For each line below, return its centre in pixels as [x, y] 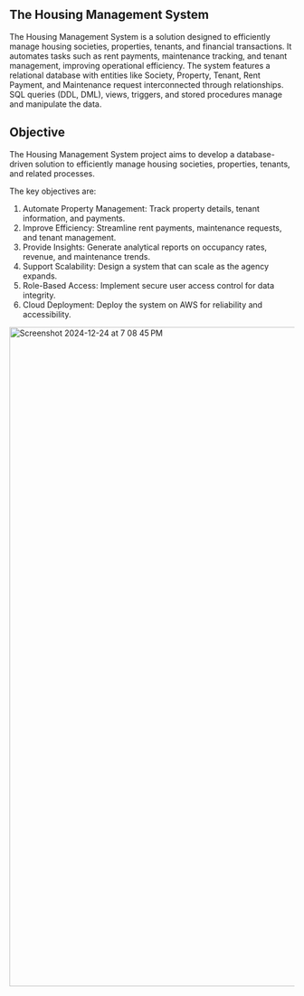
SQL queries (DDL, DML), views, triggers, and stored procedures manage [146, 94]
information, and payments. [74, 218]
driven [21, 164]
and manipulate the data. [56, 104]
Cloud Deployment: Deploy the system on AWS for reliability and [142, 304]
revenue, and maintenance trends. [86, 256]
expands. [40, 276]
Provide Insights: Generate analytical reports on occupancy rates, [145, 247]
